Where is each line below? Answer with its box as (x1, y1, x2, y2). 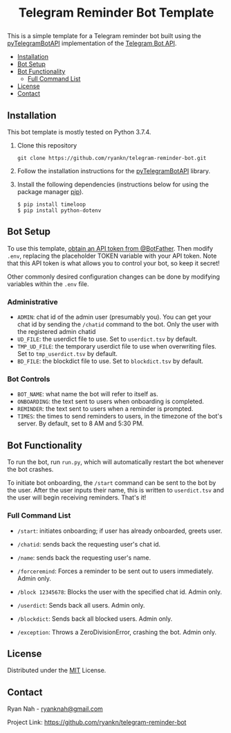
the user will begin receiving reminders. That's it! (7, 493, 147, 502)
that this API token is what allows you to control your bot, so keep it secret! (7, 258, 220, 267)
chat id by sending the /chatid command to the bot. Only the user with (17, 320, 219, 328)
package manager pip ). (17, 188, 84, 195)
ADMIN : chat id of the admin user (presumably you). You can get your (17, 313, 212, 321)
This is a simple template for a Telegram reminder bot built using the (7, 32, 202, 40)
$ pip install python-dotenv (17, 207, 102, 214)
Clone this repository (17, 141, 77, 150)
